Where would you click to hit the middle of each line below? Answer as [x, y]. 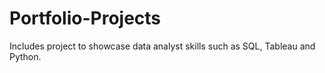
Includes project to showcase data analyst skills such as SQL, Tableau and [162, 46]
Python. [25, 56]
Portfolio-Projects [85, 18]
